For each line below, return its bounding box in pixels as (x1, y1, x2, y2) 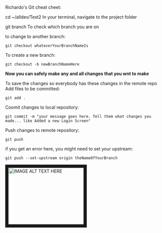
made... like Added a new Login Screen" (5, 118, 91, 123)
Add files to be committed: (5, 86, 60, 92)
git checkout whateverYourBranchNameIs (5, 43, 89, 48)
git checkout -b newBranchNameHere (5, 62, 80, 67)
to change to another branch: (5, 34, 66, 39)
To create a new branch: (5, 52, 56, 58)
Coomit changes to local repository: (5, 104, 79, 110)
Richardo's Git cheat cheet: (5, 5, 62, 10)
